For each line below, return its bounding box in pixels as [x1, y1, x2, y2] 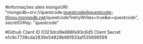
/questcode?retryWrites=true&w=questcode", [45, 15, 139, 20]
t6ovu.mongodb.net [5, 15, 46, 20]
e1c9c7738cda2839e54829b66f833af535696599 [5, 34, 108, 40]
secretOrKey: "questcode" [5, 20, 59, 25]
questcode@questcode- [63, 9, 113, 15]
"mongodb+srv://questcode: [5, 9, 64, 15]
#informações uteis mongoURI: [5, 4, 69, 10]
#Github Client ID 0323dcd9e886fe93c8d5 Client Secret [5, 29, 121, 35]
